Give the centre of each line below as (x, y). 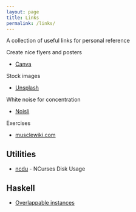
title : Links (23, 18)
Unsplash (27, 88)
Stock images (23, 76)
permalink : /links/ (31, 23)
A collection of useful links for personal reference (68, 41)
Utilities (21, 154)
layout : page (23, 12)
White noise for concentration (43, 100)
